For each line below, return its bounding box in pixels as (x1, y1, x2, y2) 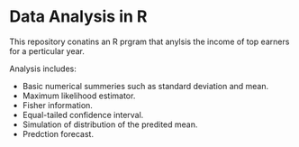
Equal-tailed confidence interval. (22, 109, 144, 120)
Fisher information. (22, 99, 93, 110)
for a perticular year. (9, 45, 86, 56)
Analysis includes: (9, 63, 77, 74)
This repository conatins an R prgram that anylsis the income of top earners (9, 36, 290, 47)
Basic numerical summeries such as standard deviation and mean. (22, 80, 269, 91)
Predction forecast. (22, 128, 95, 139)
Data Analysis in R (9, 6, 148, 27)
